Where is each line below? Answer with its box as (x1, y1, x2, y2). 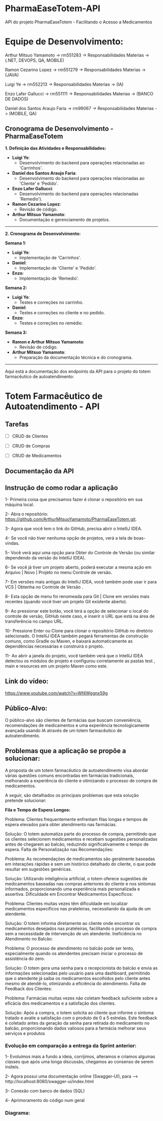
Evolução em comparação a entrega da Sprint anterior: (5, 1042, 137, 1049)
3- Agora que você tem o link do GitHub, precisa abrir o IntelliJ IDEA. (5, 526, 142, 532)
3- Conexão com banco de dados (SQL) (5, 1088, 85, 1094)
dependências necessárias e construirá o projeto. (5, 643, 104, 650)
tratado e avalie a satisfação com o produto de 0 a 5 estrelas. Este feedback (5, 1015, 158, 1021)
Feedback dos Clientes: (5, 986, 52, 992)
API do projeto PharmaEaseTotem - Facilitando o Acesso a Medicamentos (5, 19, 152, 25)
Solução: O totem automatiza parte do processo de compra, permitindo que (5, 831, 157, 837)
